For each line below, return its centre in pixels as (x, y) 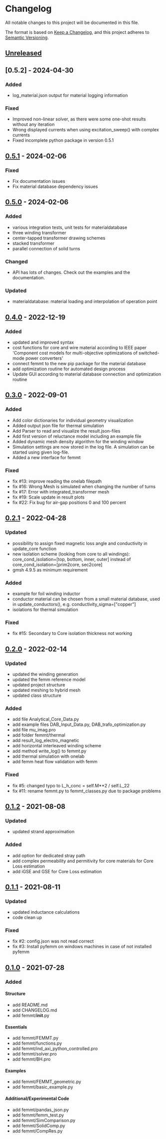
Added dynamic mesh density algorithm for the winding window (78, 441)
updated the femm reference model (49, 679)
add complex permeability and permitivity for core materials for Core (83, 861)
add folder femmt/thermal (39, 735)
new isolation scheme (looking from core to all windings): (71, 554)
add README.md (30, 1005)
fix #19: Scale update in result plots (48, 497)
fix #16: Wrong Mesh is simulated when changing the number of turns (84, 486)
